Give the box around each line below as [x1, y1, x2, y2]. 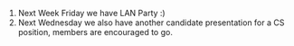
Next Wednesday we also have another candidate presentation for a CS [17, 17, 285, 28]
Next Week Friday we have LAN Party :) [17, 8, 166, 18]
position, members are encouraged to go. [17, 27, 174, 37]
